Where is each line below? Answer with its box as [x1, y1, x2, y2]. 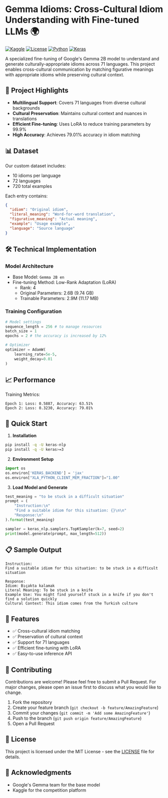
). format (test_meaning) [5, 517, 55, 522]
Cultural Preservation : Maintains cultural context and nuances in [12, 110, 147, 116]
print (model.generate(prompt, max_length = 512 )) [5, 531, 107, 536]
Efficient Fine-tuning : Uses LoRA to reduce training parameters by [12, 121, 151, 127]
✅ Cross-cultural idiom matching [12, 628, 80, 634]
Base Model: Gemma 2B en [12, 274, 65, 280]
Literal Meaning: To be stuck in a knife [5, 588, 93, 593]
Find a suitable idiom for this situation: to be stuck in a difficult [5, 566, 158, 571]
